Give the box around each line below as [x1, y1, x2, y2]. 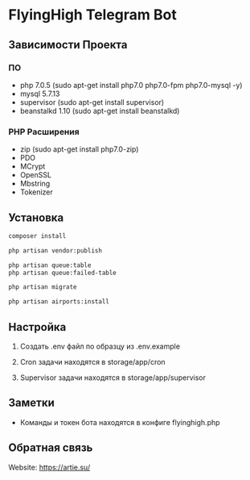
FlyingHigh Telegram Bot [8, 6, 177, 24]
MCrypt [19, 161, 46, 171]
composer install [8, 232, 67, 240]
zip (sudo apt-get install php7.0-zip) [19, 144, 139, 154]
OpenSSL [19, 170, 52, 180]
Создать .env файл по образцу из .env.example [19, 341, 181, 352]
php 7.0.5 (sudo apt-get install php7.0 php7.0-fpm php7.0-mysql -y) [19, 80, 243, 90]
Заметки [8, 396, 55, 410]
